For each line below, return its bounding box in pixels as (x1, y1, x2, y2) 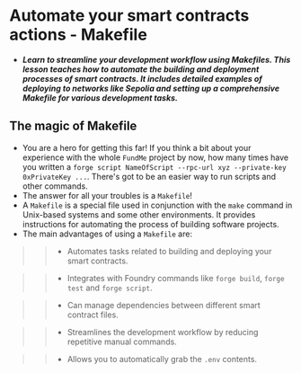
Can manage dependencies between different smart (66, 299, 261, 310)
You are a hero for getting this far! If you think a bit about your (22, 142, 252, 153)
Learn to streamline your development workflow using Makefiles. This (22, 54, 291, 65)
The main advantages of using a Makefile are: (22, 228, 193, 239)
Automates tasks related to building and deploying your (66, 245, 272, 256)
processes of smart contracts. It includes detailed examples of (22, 73, 262, 84)
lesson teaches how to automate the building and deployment (22, 64, 260, 75)
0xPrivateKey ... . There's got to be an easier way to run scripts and (22, 171, 277, 182)
